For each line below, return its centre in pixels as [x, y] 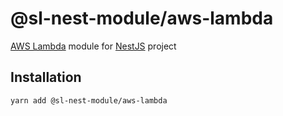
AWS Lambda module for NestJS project [93, 46]
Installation [46, 77]
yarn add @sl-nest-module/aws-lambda [89, 100]
